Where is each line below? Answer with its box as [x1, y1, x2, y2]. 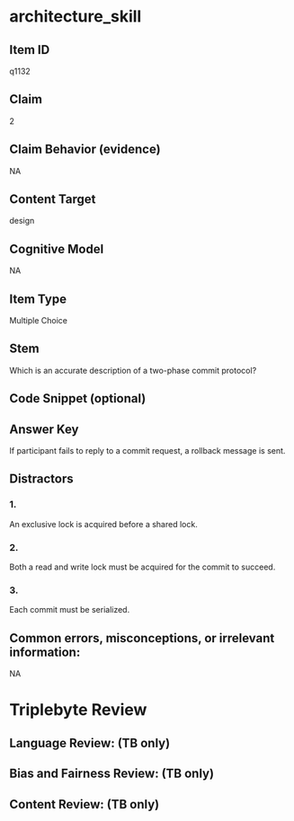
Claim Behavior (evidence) [9, 142, 161, 157]
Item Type [9, 291, 67, 306]
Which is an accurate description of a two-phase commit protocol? [9, 365, 257, 375]
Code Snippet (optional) [9, 391, 147, 406]
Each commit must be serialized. [9, 605, 130, 615]
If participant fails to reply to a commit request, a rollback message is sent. [9, 446, 286, 456]
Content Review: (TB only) [9, 797, 160, 812]
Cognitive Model [9, 241, 104, 257]
